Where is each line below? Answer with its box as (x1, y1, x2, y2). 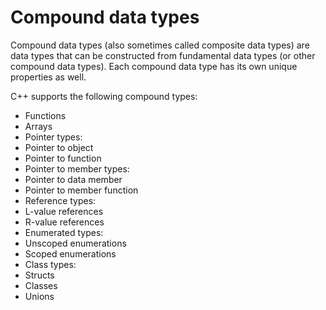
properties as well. (10, 71, 87, 83)
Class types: (24, 258, 77, 270)
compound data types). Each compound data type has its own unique (10, 60, 298, 72)
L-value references (24, 205, 104, 217)
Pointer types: (24, 131, 83, 143)
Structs (24, 269, 55, 281)
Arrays (24, 120, 53, 132)
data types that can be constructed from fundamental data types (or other (10, 49, 316, 61)
